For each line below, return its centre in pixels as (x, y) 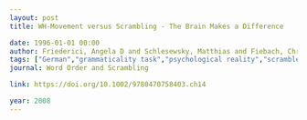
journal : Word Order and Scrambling (79, 68)
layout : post (34, 18)
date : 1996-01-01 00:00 (55, 43)
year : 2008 (30, 101)
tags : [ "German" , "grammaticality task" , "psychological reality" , (136, 60)
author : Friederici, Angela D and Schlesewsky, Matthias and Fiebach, (147, 51)
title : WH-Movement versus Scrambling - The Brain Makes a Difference (147, 26)
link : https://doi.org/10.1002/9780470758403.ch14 (108, 85)
